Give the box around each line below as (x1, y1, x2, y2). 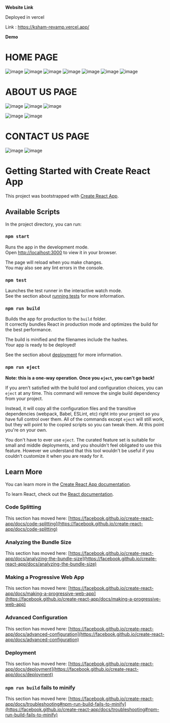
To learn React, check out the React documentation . (5, 491, 114, 497)
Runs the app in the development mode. (5, 244, 89, 250)
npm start (5, 234, 29, 239)
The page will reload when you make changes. (5, 259, 103, 265)
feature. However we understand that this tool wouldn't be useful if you (5, 447, 154, 454)
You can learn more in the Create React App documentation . (5, 481, 131, 487)
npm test (5, 277, 27, 283)
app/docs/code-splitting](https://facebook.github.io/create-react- (5, 520, 143, 526)
